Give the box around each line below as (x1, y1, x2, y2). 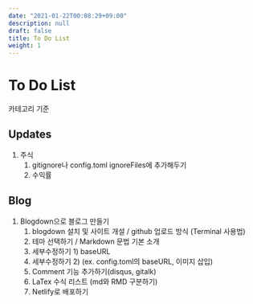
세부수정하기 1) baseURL (31, 246, 111, 256)
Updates (8, 128, 52, 142)
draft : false (8, 27, 52, 35)
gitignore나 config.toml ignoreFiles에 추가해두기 (31, 160, 187, 170)
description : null (8, 19, 70, 27)
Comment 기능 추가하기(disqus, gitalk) (31, 266, 157, 276)
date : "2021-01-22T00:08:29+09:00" (8, 11, 128, 20)
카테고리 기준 (8, 104, 50, 113)
